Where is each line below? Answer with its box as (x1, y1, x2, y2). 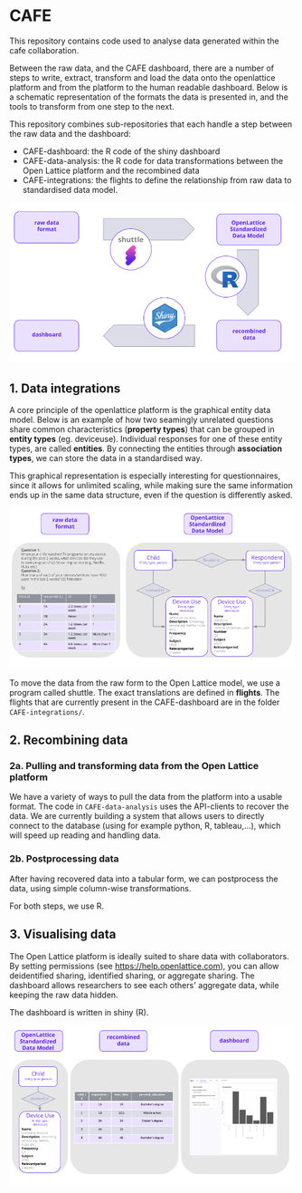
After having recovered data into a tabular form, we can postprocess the (9, 873, 278, 884)
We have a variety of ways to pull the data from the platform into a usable (9, 792, 283, 803)
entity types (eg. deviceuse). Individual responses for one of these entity (9, 434, 283, 445)
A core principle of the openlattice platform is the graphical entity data (9, 405, 271, 416)
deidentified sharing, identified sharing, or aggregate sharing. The (9, 970, 255, 981)
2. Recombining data (9, 733, 128, 748)
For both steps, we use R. (9, 900, 105, 911)
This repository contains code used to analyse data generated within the (9, 35, 279, 46)
